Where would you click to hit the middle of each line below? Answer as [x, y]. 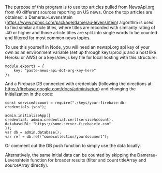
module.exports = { [25, 66]
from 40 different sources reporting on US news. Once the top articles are [79, 12]
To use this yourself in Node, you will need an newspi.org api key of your [77, 47]
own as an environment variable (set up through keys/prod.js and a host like [81, 52]
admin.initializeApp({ [28, 115]
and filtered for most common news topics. [48, 38]
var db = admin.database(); [33, 132]
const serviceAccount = [29, 103]
